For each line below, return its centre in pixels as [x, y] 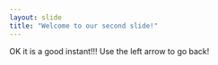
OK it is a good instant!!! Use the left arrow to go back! [109, 51]
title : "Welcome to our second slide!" [84, 26]
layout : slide [36, 17]
